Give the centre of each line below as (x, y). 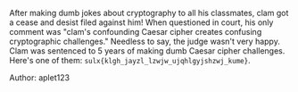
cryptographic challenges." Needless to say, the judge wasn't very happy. (145, 41)
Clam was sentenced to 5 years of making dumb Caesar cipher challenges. (147, 51)
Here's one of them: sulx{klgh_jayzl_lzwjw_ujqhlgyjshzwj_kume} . (130, 60)
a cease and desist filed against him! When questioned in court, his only (141, 22)
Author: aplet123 (39, 78)
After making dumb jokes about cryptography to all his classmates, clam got (149, 13)
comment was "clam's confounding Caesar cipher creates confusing (136, 32)
